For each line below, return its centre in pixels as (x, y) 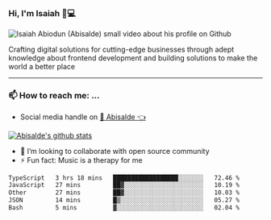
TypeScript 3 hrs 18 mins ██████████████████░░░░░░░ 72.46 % (124, 178)
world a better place (42, 67)
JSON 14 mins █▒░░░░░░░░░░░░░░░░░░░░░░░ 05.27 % (124, 201)
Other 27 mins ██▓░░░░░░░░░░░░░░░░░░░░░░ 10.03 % (124, 193)
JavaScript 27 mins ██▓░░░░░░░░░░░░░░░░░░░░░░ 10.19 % (124, 185)
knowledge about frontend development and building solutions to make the (133, 58)
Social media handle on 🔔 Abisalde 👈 (83, 117)
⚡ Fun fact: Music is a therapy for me (81, 160)
